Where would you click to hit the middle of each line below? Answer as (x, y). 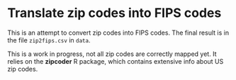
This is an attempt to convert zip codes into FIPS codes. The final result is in (118, 33)
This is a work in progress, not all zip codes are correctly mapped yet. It (112, 54)
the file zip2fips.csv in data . (49, 40)
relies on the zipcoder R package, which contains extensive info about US (116, 61)
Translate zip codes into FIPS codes (114, 13)
